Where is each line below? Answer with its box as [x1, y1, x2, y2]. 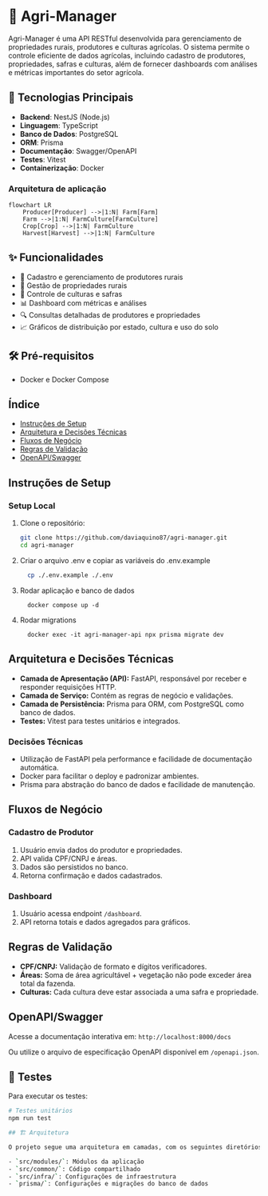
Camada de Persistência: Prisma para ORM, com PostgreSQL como [19, 699, 245, 709]
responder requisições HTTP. [19, 682, 117, 691]
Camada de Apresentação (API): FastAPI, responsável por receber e [19, 674, 247, 683]
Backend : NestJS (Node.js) [19, 112, 110, 122]
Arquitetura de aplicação [8, 183, 107, 194]
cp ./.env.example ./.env [27, 571, 113, 579]
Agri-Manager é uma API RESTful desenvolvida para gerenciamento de [8, 34, 242, 43]
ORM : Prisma [19, 138, 64, 147]
